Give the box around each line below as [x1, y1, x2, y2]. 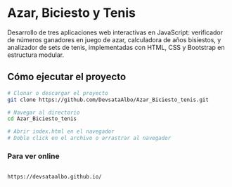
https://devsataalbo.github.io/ [7, 174, 102, 181]
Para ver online [7, 151, 60, 161]
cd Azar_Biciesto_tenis [7, 115, 77, 122]
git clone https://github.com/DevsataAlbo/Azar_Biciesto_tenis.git [7, 96, 210, 103]
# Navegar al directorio [7, 109, 80, 116]
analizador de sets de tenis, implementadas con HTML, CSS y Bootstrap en [7, 43, 225, 51]
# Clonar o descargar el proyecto [7, 89, 109, 96]
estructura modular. [7, 51, 65, 59]
